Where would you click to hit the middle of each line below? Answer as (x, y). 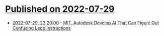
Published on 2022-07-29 (60, 9)
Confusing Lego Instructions (41, 28)
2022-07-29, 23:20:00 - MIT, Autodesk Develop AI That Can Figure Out (85, 23)
